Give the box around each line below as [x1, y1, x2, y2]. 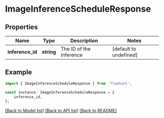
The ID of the [61, 45, 91, 52]
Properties [5, 23, 38, 31]
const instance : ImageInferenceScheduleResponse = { [5, 90, 115, 95]
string [41, 49, 56, 55]
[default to [112, 45, 137, 52]
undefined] [112, 52, 138, 58]
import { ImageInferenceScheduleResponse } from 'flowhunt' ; [5, 81, 132, 86]
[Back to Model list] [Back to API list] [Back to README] [5, 108, 117, 114]
